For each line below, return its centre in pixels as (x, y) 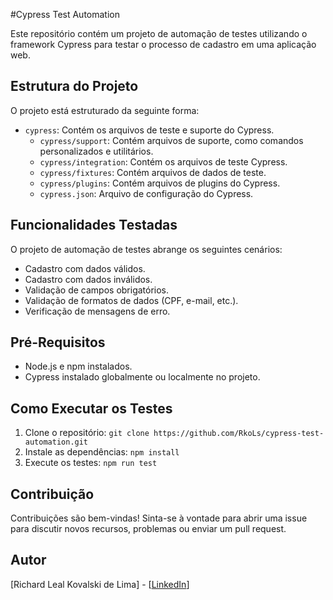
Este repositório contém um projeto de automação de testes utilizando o (159, 33)
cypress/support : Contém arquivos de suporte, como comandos (171, 140)
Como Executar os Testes (91, 408)
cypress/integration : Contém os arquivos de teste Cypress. (163, 161)
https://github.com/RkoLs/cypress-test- (239, 434)
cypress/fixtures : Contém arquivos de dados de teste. (153, 172)
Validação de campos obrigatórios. (97, 290)
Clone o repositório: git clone (87, 433)
